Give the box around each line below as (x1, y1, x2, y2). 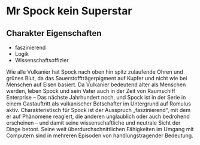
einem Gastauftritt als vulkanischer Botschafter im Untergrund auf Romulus (6, 100, 192, 107)
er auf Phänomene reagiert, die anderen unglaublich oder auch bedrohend (6, 113, 190, 120)
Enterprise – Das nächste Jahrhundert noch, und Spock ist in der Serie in (6, 94, 186, 101)
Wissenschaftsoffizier (14, 57, 69, 64)
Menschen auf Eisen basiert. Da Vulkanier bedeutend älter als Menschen (6, 81, 186, 88)
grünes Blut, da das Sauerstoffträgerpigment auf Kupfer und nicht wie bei (6, 75, 187, 81)
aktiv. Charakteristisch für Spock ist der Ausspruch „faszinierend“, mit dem (6, 107, 191, 113)
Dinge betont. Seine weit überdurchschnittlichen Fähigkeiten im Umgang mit (6, 126, 194, 132)
